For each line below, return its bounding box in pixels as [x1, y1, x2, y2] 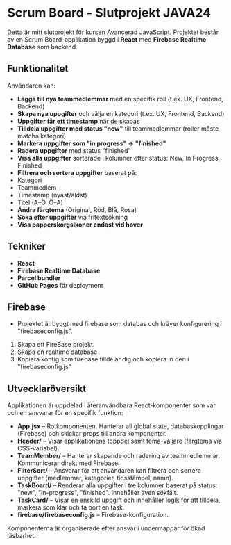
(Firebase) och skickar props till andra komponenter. [17, 430, 167, 438]
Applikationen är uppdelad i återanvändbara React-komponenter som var [7, 401, 216, 409]
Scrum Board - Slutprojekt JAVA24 [7, 5, 212, 21]
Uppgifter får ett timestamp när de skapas [17, 117, 140, 125]
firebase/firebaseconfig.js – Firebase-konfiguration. [17, 511, 169, 519]
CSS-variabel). [17, 444, 60, 453]
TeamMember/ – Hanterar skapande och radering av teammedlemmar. [17, 452, 221, 460]
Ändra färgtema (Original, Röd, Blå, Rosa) [17, 205, 137, 213]
